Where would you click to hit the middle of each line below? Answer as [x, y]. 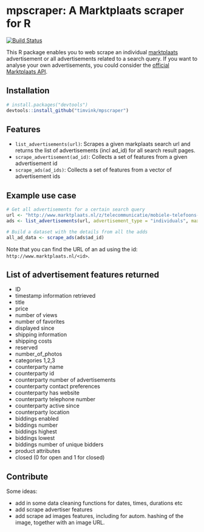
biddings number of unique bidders [59, 444]
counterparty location [42, 412]
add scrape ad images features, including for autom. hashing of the [99, 516]
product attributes [38, 451]
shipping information [41, 335]
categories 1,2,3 [35, 360]
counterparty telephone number [55, 399]
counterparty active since [47, 406]
